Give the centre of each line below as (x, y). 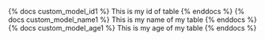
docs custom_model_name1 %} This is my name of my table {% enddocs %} (132, 20)
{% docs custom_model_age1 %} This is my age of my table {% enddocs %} (132, 28)
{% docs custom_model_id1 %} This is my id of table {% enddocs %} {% (127, 11)
